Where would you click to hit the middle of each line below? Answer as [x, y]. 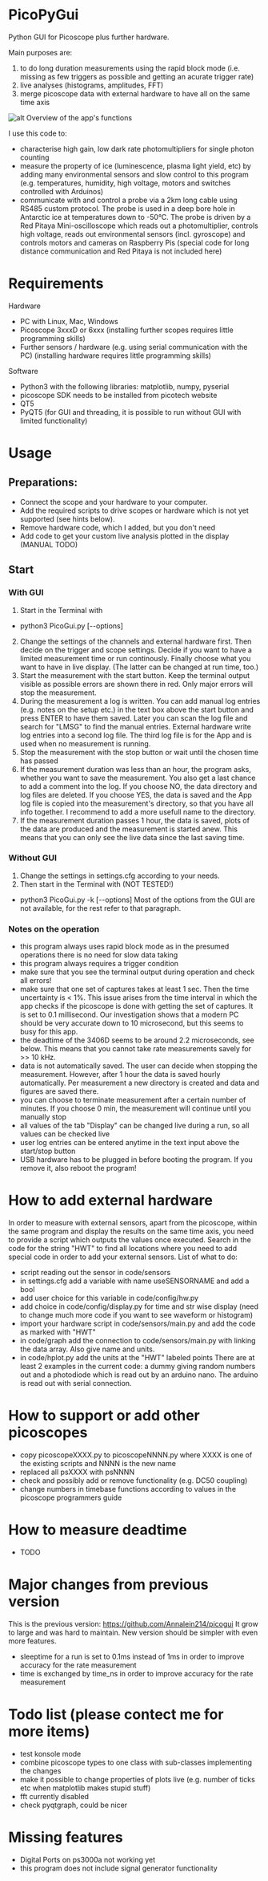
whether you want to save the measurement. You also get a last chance [138, 778]
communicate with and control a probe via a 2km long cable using [128, 200]
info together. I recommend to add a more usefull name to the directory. [138, 811]
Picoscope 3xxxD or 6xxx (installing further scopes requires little [126, 330]
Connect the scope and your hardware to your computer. [114, 502]
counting [34, 157]
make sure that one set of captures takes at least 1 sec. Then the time [134, 989]
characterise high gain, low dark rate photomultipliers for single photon [137, 148]
